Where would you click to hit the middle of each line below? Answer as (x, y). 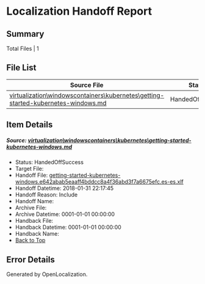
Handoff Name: (34, 201)
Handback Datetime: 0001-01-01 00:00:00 (68, 227)
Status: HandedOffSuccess (49, 162)
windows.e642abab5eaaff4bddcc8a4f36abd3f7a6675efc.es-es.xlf (99, 182)
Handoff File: (31, 175)
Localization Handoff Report (79, 11)
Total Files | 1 (23, 48)
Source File (87, 85)
